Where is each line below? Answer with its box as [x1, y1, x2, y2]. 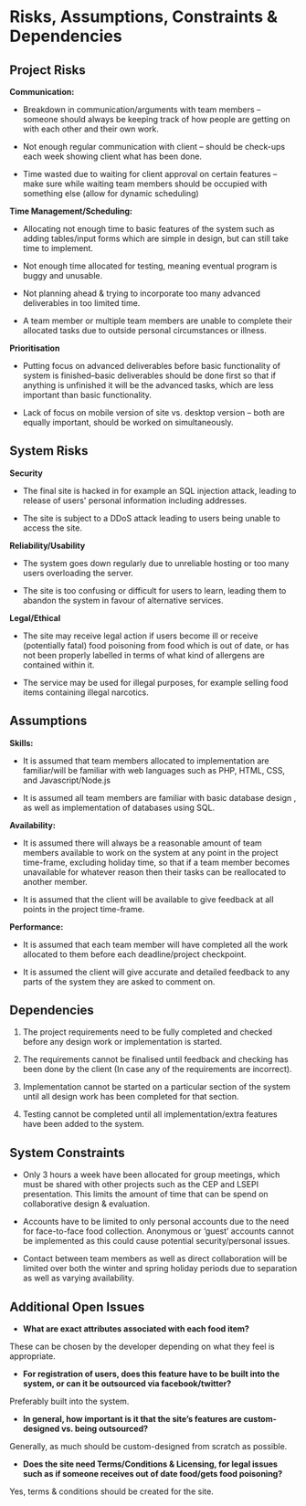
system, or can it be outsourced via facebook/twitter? [22, 1378, 232, 1389]
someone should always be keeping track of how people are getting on [22, 114, 290, 124]
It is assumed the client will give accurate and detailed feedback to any [22, 966, 290, 977]
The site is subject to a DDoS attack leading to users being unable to [22, 512, 280, 523]
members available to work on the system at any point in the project [22, 847, 279, 858]
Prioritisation [9, 342, 60, 353]
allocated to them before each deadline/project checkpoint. [22, 948, 247, 960]
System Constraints [9, 1144, 125, 1161]
